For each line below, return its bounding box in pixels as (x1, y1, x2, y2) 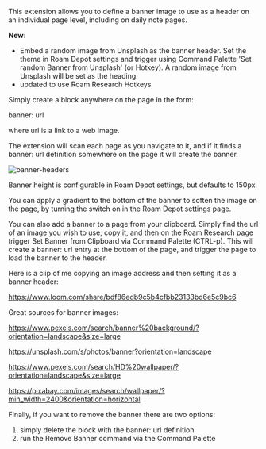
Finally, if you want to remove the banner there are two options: (8, 410, 216, 419)
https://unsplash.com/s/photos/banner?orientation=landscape (8, 347, 212, 356)
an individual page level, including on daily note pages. (8, 15, 188, 25)
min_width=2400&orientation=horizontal (8, 394, 141, 404)
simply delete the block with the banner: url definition (19, 425, 195, 435)
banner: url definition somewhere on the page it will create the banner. (8, 150, 238, 159)
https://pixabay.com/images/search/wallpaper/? (8, 386, 165, 395)
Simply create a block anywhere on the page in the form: (8, 95, 195, 104)
